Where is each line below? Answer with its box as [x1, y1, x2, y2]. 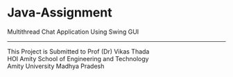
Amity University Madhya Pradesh [7, 62, 105, 70]
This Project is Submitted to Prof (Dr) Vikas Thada [7, 47, 150, 56]
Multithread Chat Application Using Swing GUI [7, 27, 139, 36]
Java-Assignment [7, 5, 112, 21]
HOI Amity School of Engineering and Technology [7, 54, 149, 63]
